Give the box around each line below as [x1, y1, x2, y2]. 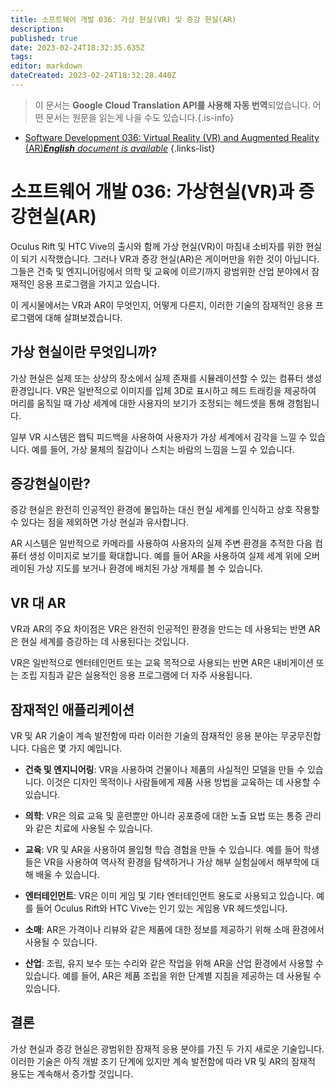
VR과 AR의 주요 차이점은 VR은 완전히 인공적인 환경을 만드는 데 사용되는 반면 [10, 623, 307, 635]
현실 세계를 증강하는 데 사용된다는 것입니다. [20, 636, 190, 648]
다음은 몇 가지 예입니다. [31, 742, 123, 755]
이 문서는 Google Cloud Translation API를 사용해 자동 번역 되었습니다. [34, 99, 311, 111]
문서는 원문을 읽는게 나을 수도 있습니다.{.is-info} [45, 111, 235, 123]
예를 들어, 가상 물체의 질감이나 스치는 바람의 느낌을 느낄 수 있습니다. [31, 443, 295, 455]
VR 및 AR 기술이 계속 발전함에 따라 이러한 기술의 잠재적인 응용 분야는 [10, 730, 279, 742]
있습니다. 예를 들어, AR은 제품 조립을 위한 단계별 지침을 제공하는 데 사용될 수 [24, 970, 322, 982]
